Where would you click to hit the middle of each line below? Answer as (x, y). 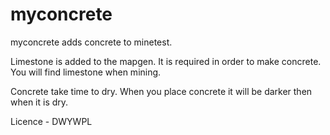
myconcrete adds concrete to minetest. (91, 42)
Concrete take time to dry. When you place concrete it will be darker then (161, 91)
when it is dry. (39, 102)
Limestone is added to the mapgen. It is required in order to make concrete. (166, 61)
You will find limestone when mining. (86, 72)
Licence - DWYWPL (51, 121)
